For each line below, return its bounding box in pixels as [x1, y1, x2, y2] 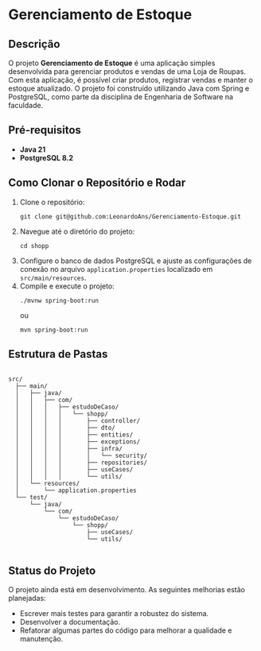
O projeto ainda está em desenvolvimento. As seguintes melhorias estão [8, 585, 245, 595]
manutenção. [19, 634, 64, 644]
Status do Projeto [8, 564, 96, 577]
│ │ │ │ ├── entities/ [15, 431, 134, 439]
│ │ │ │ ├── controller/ [15, 417, 141, 425]
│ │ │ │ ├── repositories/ [15, 459, 148, 467]
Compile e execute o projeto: [19, 281, 115, 291]
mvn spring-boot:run [19, 326, 88, 334]
